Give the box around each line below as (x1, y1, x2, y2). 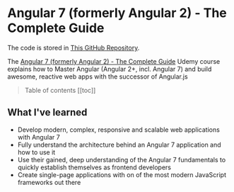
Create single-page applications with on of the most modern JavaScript (17, 170, 227, 179)
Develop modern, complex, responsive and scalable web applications (17, 125, 221, 134)
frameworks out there (17, 178, 81, 186)
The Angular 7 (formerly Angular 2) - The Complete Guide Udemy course (7, 57, 221, 65)
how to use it (17, 147, 56, 157)
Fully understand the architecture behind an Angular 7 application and (17, 140, 221, 149)
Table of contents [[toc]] (24, 86, 96, 94)
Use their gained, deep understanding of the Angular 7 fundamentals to (17, 155, 226, 164)
